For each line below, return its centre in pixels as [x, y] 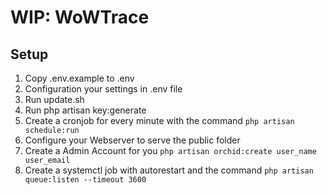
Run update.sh [54, 99]
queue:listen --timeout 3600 [85, 180]
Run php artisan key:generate [85, 110]
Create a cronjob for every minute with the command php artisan [159, 120]
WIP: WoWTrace [80, 17]
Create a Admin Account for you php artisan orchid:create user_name [170, 150]
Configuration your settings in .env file [103, 89]
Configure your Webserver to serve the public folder [132, 140]
